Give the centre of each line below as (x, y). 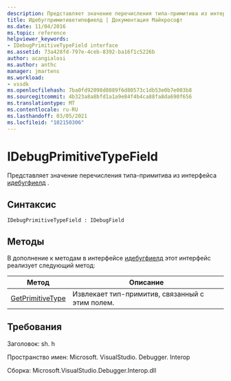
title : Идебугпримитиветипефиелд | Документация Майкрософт (95, 20)
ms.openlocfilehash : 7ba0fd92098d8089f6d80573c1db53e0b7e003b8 (100, 90)
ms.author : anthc (32, 65)
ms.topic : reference (37, 33)
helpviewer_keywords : (38, 39)
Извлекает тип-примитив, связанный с (138, 294)
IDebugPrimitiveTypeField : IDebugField (66, 220)
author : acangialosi (37, 59)
